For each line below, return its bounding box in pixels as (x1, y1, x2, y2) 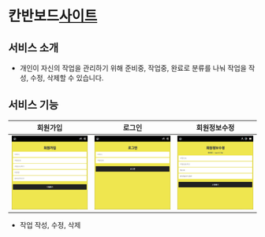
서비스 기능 (8, 98, 59, 112)
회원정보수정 (196, 123, 235, 132)
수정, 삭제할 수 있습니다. (30, 73, 104, 83)
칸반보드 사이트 (8, 7, 98, 25)
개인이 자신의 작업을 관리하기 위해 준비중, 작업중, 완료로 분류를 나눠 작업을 (19, 64, 247, 72)
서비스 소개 (8, 41, 59, 54)
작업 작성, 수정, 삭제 (19, 220, 81, 230)
